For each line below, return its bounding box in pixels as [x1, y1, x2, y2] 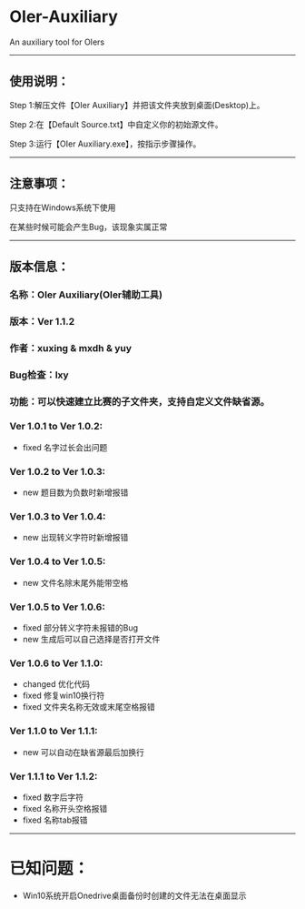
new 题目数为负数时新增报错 [22, 487, 129, 498]
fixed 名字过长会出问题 [22, 441, 108, 452]
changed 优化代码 [22, 679, 91, 690]
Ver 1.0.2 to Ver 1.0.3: [9, 465, 106, 478]
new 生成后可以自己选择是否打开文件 [22, 634, 161, 645]
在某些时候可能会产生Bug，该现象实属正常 [9, 221, 168, 232]
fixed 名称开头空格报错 [22, 803, 108, 813]
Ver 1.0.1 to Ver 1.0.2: [9, 420, 103, 433]
